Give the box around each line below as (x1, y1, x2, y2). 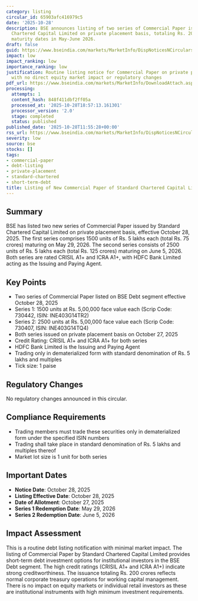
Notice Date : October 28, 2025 (14, 486, 90, 493)
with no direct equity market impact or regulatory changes (11, 75, 162, 81)
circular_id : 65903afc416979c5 (6, 14, 83, 20)
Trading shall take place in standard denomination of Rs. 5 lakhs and (14, 441, 181, 448)
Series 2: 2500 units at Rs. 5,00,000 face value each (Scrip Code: (14, 318, 174, 326)
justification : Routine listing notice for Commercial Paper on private (6, 69, 189, 75)
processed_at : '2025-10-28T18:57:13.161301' (11, 102, 123, 108)
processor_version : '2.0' (11, 108, 75, 114)
